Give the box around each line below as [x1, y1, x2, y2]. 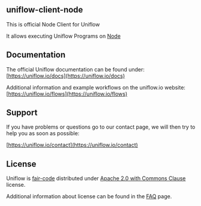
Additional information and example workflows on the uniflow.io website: [6, 83, 186, 91]
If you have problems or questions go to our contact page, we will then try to [6, 123, 196, 131]
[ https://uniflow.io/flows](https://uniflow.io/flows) [6, 90, 128, 97]
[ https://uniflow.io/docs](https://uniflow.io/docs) [6, 72, 125, 79]
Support [6, 108, 38, 118]
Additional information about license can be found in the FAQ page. [6, 193, 172, 200]
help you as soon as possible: [6, 130, 80, 137]
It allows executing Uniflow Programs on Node [6, 32, 121, 40]
